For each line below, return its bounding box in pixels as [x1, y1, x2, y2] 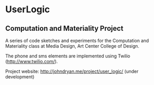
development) [5, 74, 35, 80]
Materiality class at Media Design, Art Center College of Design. [5, 43, 139, 49]
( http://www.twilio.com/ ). [5, 58, 58, 65]
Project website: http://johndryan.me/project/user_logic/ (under [5, 68, 139, 74]
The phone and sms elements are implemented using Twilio [5, 53, 131, 59]
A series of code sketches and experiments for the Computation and [5, 37, 149, 44]
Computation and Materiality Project [5, 24, 123, 33]
